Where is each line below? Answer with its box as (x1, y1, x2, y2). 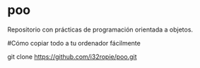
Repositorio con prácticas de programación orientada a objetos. (7, 25, 193, 34)
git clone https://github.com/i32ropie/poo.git (7, 52, 137, 61)
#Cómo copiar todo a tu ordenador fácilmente (7, 39, 141, 47)
